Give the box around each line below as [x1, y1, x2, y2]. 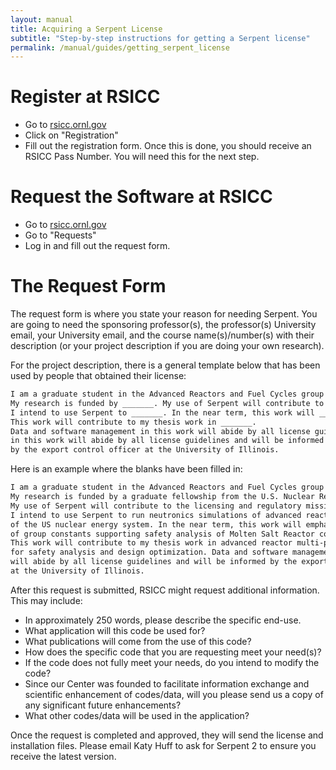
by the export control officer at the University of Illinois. [10, 445, 280, 455]
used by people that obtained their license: [10, 370, 187, 382]
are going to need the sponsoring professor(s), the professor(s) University [10, 319, 317, 331]
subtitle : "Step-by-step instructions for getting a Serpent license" [10, 33, 311, 43]
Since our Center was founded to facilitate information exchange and [24, 677, 310, 690]
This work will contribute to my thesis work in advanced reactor [10, 538, 293, 548]
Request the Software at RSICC [10, 186, 273, 208]
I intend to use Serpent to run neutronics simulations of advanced [10, 510, 302, 520]
